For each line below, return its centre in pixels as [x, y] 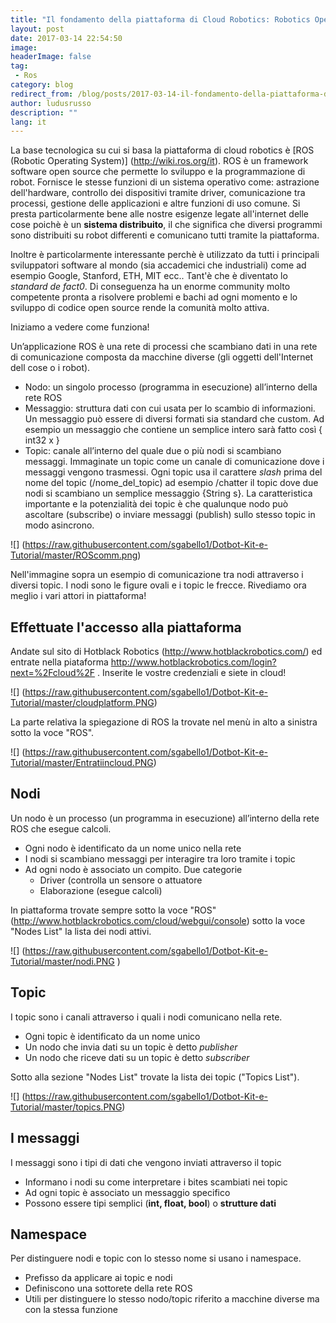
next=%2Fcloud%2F [53, 673]
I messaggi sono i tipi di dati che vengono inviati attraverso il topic [146, 1162]
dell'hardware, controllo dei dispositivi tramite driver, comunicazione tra [158, 193]
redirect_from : [42, 94]
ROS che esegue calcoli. [61, 828]
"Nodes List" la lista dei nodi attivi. [81, 931]
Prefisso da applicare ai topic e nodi [98, 1278]
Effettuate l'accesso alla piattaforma [126, 627]
